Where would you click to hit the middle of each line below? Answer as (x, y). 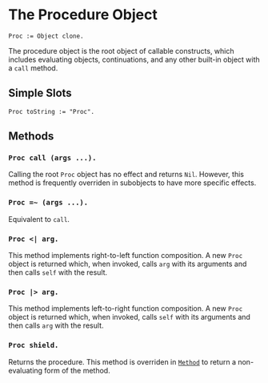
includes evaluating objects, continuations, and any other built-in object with (134, 59)
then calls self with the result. (58, 272)
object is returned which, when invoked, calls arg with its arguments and (128, 264)
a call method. (33, 68)
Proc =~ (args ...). (48, 203)
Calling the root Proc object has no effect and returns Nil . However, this (126, 175)
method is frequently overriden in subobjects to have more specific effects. (132, 183)
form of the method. (77, 370)
